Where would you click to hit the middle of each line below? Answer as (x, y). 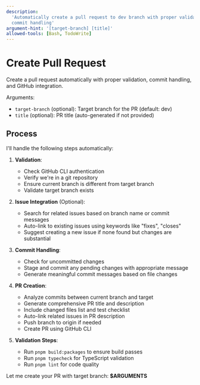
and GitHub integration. (35, 86)
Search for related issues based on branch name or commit (96, 213)
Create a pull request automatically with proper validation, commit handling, (99, 80)
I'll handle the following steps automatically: (60, 148)
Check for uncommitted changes (64, 261)
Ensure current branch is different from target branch (89, 184)
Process (22, 134)
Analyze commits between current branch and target (88, 297)
